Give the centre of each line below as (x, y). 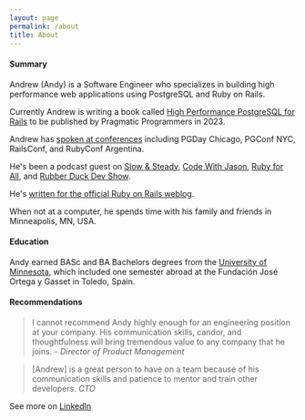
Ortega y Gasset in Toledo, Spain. (72, 281)
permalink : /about (44, 26)
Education (29, 241)
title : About (34, 35)
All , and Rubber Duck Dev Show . (70, 176)
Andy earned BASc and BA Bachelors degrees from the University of (138, 261)
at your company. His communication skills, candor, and (137, 332)
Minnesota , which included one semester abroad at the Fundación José (144, 271)
